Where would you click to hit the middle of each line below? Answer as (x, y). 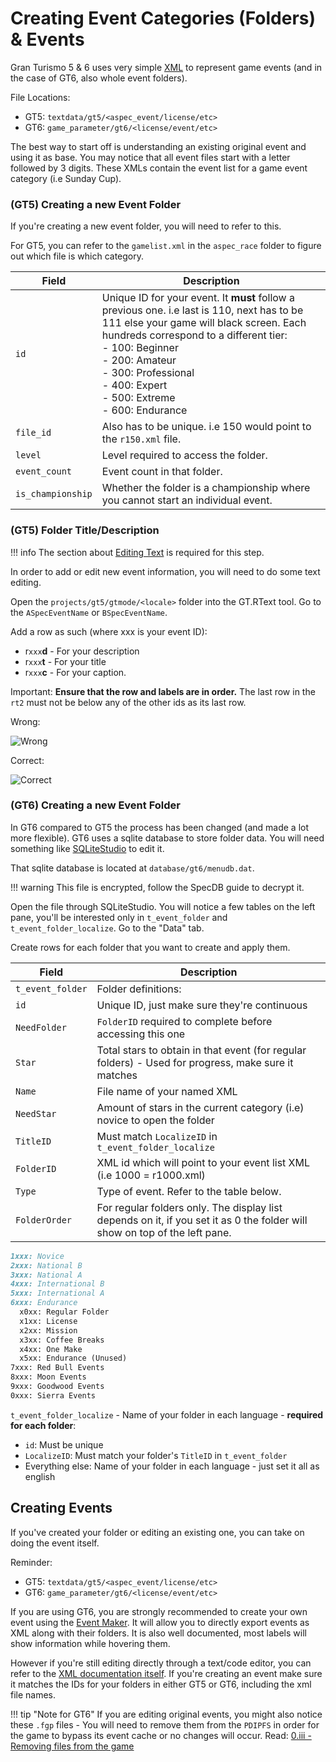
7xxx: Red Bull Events (57, 1368)
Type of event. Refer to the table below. (189, 1191)
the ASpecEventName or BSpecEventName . (89, 612)
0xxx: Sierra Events (53, 1395)
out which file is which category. (77, 256)
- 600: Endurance (144, 410)
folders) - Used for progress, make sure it (195, 1062)
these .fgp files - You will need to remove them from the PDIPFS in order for (165, 1724)
